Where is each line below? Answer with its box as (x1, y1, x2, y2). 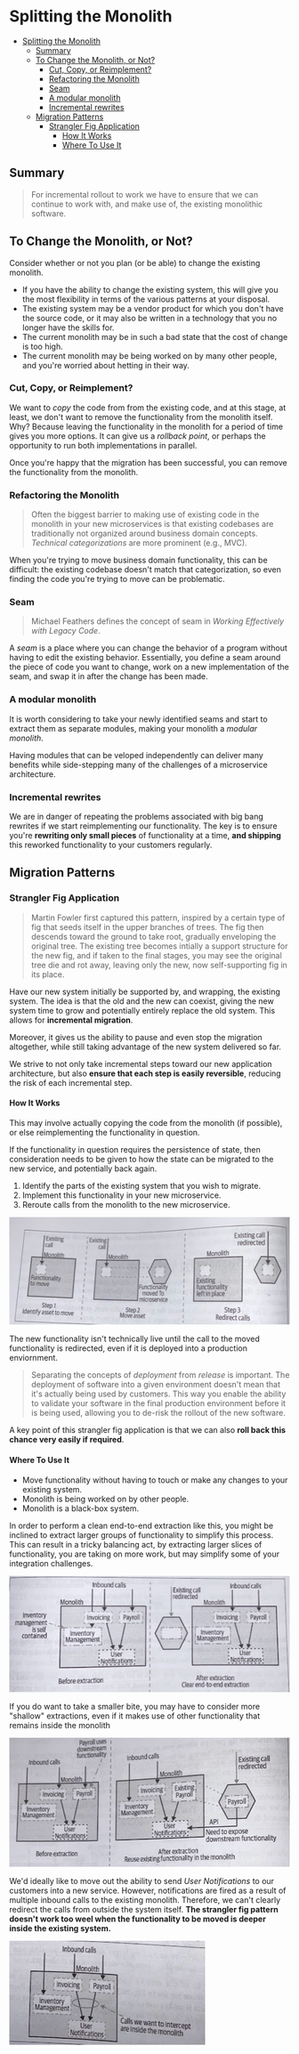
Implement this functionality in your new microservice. (21, 1190, 222, 1201)
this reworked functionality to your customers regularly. (9, 839, 213, 851)
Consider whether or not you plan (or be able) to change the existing (9, 257, 261, 268)
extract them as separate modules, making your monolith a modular (9, 723, 258, 733)
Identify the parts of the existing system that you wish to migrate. (21, 1180, 261, 1191)
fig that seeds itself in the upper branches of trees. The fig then (30, 921, 264, 932)
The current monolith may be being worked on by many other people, (21, 350, 278, 361)
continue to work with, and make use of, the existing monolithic (30, 198, 263, 209)
